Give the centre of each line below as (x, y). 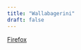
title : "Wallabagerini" (41, 13)
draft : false (26, 20)
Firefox (17, 39)
